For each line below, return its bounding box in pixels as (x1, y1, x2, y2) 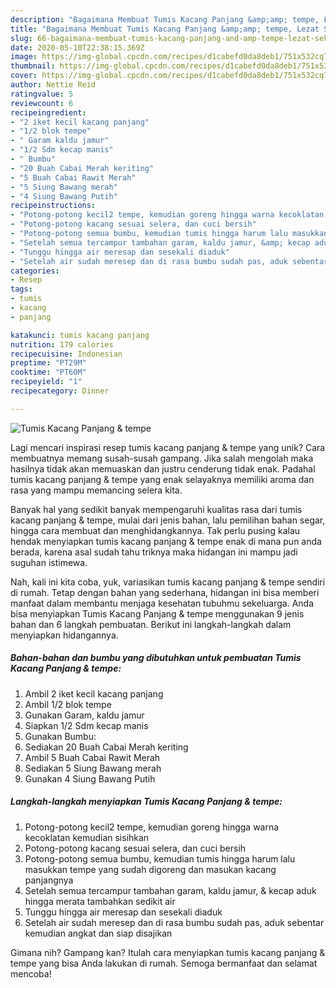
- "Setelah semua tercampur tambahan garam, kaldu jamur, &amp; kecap (10, 237, 311, 248)
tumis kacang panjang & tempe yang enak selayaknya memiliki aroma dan (10, 473, 315, 485)
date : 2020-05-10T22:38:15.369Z (10, 42, 145, 53)
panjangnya (24, 874, 74, 886)
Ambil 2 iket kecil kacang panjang (24, 687, 164, 700)
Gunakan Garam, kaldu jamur (24, 709, 145, 721)
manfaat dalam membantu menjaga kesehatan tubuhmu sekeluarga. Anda (10, 597, 314, 609)
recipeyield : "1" (10, 377, 83, 387)
